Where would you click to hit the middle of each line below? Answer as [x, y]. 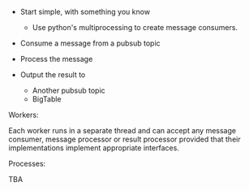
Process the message [56, 59]
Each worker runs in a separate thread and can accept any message [122, 130]
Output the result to [53, 75]
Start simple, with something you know [85, 12]
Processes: [27, 163]
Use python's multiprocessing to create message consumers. [135, 27]
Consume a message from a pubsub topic [90, 43]
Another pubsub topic [69, 90]
